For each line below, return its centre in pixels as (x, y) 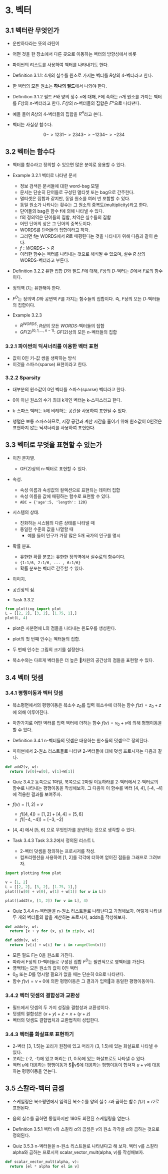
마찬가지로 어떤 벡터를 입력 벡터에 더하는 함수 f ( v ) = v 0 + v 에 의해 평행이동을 (87, 723)
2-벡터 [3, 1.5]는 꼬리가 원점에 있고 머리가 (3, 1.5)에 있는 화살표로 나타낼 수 (85, 1046)
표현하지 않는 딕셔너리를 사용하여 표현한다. (54, 427)
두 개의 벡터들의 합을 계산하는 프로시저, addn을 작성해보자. (69, 917)
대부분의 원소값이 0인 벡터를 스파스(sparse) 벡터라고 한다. (69, 389)
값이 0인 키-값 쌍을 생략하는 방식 (44, 358)
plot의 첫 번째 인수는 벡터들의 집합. (46, 639)
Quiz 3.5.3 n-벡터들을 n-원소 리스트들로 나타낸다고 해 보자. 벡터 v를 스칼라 (85, 1146)
